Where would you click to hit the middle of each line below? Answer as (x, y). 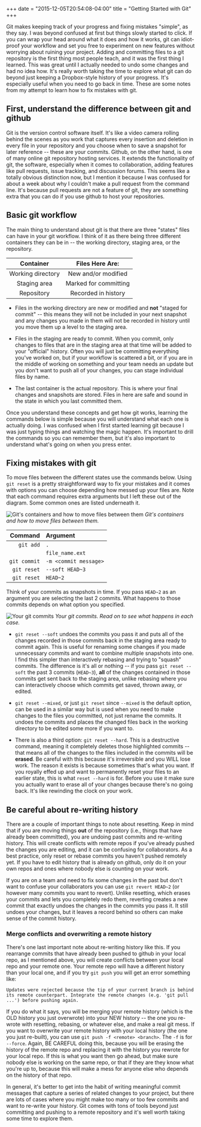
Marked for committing (98, 283)
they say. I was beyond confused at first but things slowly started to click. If (99, 33)
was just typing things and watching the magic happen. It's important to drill (100, 432)
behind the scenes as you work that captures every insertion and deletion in (100, 139)
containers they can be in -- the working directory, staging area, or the (93, 242)
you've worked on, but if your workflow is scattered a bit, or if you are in (104, 357)
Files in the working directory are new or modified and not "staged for (101, 308)
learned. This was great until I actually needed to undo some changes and (98, 65)
